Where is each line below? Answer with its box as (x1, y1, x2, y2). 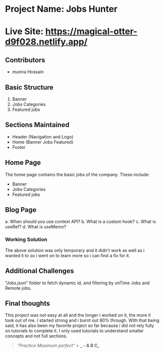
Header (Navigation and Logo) (12, 134, 73, 139)
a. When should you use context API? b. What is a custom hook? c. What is (5, 218, 156, 224)
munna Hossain (12, 69, 44, 75)
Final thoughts (5, 299, 50, 307)
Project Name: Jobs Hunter (5, 3, 117, 15)
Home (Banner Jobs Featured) (12, 139, 73, 145)
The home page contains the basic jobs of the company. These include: (5, 171, 150, 177)
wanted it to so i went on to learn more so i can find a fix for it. (5, 252, 130, 258)
